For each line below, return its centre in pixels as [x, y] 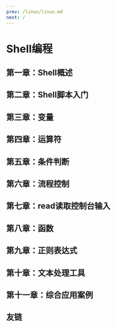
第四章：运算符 [34, 139]
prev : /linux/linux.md [34, 12]
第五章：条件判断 [38, 161]
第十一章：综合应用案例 [49, 295]
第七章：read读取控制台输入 [58, 206]
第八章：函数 [30, 228]
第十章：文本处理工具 [46, 273]
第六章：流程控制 [38, 184]
